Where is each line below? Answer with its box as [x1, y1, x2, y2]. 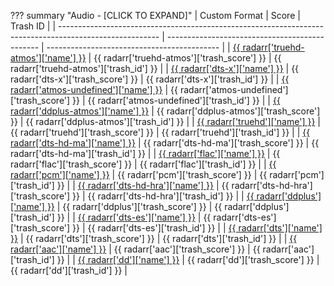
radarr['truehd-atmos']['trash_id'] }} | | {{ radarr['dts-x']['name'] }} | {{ [10, 63, 300, 74]
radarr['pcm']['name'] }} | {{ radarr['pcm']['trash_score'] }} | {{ [10, 169, 268, 180]
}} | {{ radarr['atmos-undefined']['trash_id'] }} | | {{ [72, 95, 281, 106]
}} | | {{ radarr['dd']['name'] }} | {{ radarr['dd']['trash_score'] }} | [56, 254, 320, 265]
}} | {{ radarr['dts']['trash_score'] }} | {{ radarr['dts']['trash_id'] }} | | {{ [10, 233, 298, 244]
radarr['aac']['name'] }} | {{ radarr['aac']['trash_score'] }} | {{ [10, 243, 261, 255]
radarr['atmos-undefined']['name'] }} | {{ [10, 84, 179, 95]
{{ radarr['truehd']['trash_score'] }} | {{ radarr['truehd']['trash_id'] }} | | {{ [10, 126, 311, 138]
